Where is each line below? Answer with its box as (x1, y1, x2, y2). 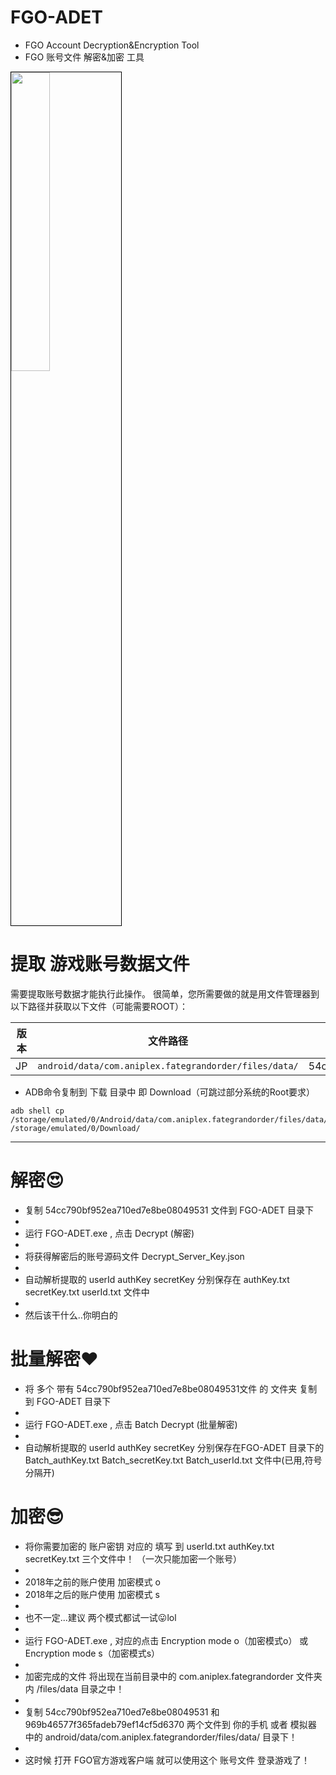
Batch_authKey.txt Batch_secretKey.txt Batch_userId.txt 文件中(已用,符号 (24, 1454, 323, 1466)
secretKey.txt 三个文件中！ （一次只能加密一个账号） (24, 1552, 243, 1565)
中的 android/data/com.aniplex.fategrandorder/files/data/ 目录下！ (24, 1731, 298, 1743)
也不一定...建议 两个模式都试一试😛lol (24, 1611, 177, 1623)
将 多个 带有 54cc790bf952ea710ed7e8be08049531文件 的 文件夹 (24, 1382, 298, 1395)
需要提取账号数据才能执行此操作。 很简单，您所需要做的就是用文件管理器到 (10, 987, 320, 1000)
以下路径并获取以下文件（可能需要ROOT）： (10, 1000, 189, 1012)
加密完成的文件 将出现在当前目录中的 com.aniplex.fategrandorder (24, 1670, 294, 1682)
